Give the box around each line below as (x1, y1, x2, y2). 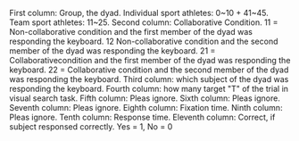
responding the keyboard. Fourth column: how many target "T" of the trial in (9, 84, 288, 94)
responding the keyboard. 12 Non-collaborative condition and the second (9, 36, 278, 46)
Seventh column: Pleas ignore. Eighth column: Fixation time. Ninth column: (9, 103, 283, 112)
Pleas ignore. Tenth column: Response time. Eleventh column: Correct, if (9, 112, 276, 122)
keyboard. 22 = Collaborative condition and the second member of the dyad (9, 64, 289, 75)
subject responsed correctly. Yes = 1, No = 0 (9, 121, 173, 132)
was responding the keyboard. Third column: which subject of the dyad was (9, 74, 289, 84)
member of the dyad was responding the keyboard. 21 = (9, 46, 216, 56)
